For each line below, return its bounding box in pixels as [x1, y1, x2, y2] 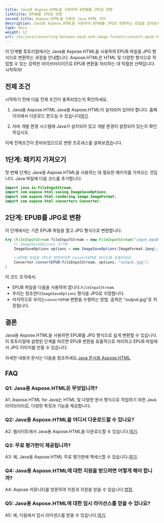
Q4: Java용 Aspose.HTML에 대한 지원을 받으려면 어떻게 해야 [5, 467, 143, 474]
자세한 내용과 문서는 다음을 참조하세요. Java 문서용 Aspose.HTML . [5, 355, 132, 361]
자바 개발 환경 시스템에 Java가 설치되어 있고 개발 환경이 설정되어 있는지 [12, 123, 148, 129]
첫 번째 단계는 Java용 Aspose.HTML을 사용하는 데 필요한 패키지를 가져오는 [5, 169, 149, 175]
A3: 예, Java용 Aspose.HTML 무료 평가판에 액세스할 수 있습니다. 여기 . [5, 454, 138, 460]
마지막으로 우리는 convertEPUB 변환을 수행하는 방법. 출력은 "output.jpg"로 [12, 296, 152, 302]
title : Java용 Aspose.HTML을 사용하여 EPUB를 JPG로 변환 [5, 7, 113, 12]
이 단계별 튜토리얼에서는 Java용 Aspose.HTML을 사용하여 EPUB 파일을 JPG [5, 48, 151, 54]
